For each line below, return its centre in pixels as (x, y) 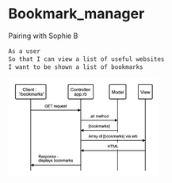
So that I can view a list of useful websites (86, 59)
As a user (25, 51)
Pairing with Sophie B (43, 36)
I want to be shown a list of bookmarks (76, 67)
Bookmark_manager (76, 14)
